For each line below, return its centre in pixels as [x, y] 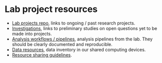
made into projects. [32, 33]
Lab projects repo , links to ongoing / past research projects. [73, 23]
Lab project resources [51, 9]
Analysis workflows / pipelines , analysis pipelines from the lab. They [82, 39]
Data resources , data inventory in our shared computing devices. [79, 49]
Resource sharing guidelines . [42, 55]
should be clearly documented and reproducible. [62, 44]
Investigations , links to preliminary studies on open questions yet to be [84, 28]
